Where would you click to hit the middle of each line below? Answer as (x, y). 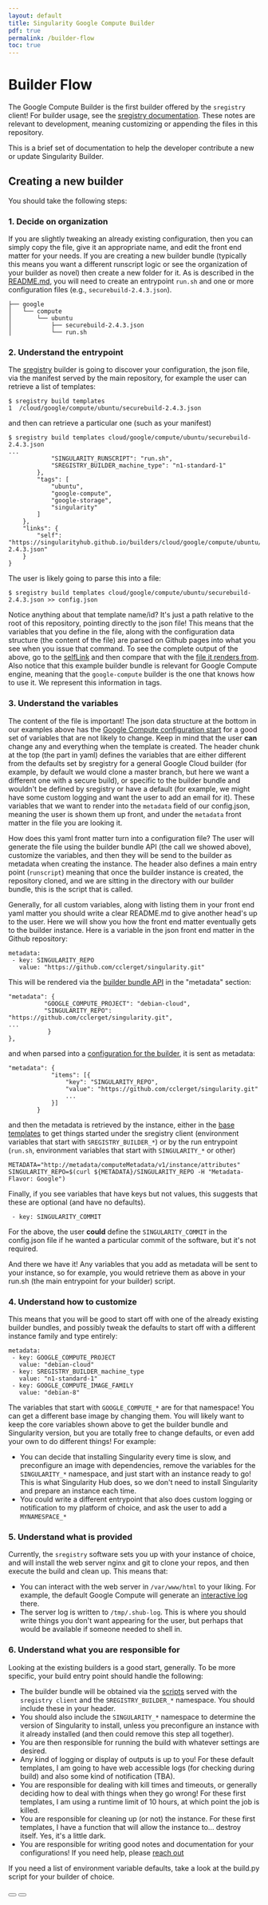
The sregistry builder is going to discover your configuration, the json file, (129, 370)
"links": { (41, 529)
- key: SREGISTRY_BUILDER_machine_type (78, 1372)
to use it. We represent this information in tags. (85, 683)
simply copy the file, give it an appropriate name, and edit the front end (125, 248)
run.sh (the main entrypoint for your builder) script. (92, 1281)
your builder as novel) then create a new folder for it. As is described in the (131, 273)
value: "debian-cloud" (56, 1365)
